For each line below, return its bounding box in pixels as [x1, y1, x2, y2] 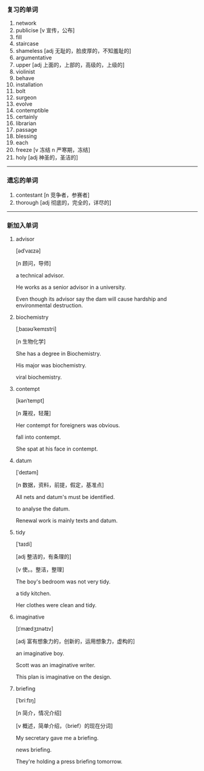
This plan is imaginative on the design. [15, 673, 111, 681]
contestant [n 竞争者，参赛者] [15, 191, 90, 199]
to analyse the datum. [15, 505, 70, 512]
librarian [15, 120, 37, 127]
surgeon [15, 94, 37, 101]
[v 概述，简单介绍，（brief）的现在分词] [15, 722, 113, 729]
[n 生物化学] [15, 338, 46, 345]
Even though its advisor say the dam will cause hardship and [15, 295, 167, 302]
